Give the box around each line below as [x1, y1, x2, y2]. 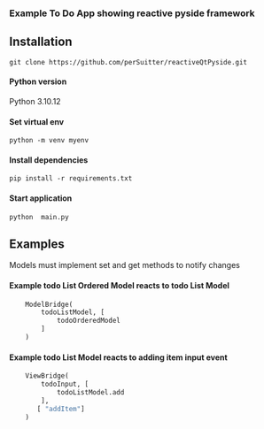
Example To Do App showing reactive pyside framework [9, 7, 255, 19]
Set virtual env [9, 116, 65, 126]
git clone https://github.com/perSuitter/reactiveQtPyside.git [9, 57, 248, 66]
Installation [9, 34, 73, 50]
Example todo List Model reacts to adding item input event [9, 352, 228, 363]
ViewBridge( [25, 372, 69, 380]
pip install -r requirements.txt [9, 174, 133, 183]
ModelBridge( [25, 300, 74, 309]
